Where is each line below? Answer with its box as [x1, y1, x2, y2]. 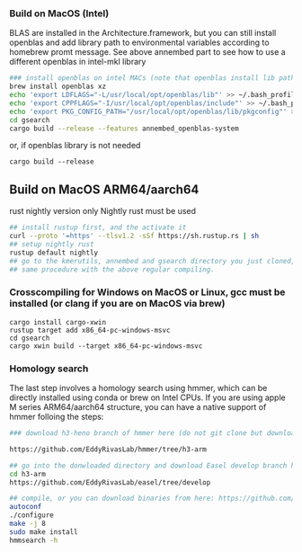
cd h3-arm [9, 469, 47, 478]
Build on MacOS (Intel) [9, 7, 110, 20]
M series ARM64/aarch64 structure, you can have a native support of [9, 402, 267, 413]
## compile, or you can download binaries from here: [9, 494, 216, 503]
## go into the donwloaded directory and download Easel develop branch [9, 461, 288, 470]
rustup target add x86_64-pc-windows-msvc [9, 325, 171, 334]
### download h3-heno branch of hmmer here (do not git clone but [9, 429, 263, 438]
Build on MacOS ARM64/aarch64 [9, 182, 200, 197]
